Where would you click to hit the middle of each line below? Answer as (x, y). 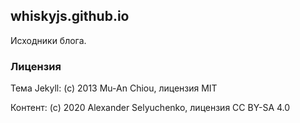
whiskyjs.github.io (70, 16)
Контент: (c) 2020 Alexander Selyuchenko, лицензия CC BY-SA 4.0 (150, 108)
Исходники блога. (48, 40)
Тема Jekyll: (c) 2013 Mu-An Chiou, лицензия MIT (114, 88)
